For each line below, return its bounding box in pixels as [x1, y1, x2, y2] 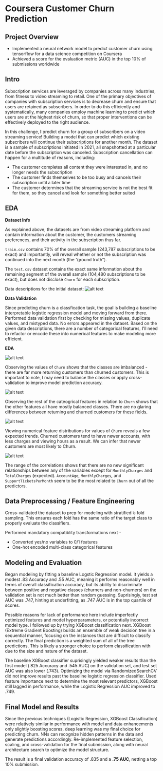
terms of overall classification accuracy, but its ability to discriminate [5, 582, 143, 588]
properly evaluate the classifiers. [5, 520, 71, 526]
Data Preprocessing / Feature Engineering [5, 497, 135, 505]
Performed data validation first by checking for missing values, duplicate [5, 315, 151, 321]
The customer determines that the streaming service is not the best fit [12, 185, 153, 191]
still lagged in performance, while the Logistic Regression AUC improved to [5, 683, 156, 690]
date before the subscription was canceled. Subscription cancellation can [5, 149, 153, 155]
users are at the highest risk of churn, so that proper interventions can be [5, 114, 152, 120]
